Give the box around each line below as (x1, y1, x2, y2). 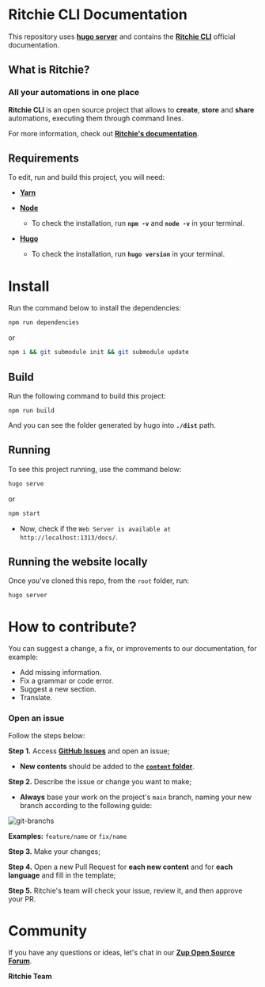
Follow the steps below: (8, 730, 85, 740)
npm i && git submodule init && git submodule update (8, 349, 190, 356)
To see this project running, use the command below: (8, 464, 182, 474)
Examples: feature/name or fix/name (8, 831, 127, 840)
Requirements (8, 152, 79, 166)
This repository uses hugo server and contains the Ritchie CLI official (8, 32, 236, 41)
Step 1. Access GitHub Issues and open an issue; (8, 746, 170, 756)
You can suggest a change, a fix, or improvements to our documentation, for (8, 644, 257, 654)
